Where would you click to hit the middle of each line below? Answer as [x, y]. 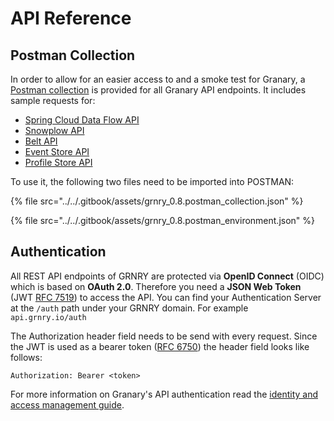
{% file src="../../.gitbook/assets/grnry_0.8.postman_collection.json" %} [157, 201]
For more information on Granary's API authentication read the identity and [164, 394]
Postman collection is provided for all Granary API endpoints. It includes [158, 90]
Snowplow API [54, 130]
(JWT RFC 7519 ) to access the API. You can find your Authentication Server [166, 297]
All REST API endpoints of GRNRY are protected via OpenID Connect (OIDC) [167, 276]
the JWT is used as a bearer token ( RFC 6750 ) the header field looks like [160, 346]
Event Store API [57, 151]
